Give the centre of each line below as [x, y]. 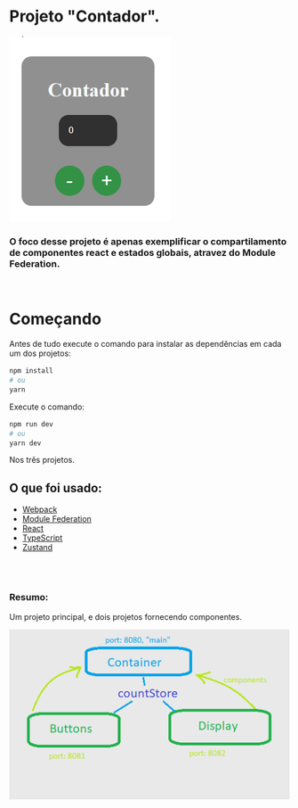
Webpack [40, 509]
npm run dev [31, 424]
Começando [56, 319]
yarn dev [25, 443]
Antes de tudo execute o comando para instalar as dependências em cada [145, 344]
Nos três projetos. [42, 460]
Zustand [37, 548]
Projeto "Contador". [85, 16]
